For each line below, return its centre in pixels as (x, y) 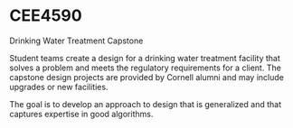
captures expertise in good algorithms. (81, 114)
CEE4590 (46, 16)
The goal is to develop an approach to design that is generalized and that (146, 104)
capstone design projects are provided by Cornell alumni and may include (147, 77)
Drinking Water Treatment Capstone (76, 41)
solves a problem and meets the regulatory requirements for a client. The (146, 68)
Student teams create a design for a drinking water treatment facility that (145, 58)
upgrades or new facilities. (59, 87)
